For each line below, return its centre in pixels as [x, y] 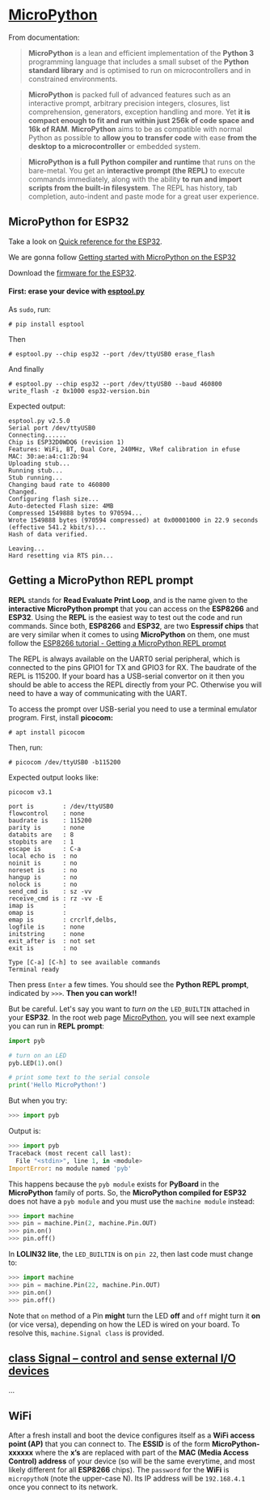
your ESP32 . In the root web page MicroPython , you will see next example [132, 1017]
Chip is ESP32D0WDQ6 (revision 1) [67, 442]
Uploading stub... [39, 464]
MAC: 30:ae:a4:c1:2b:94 [49, 456]
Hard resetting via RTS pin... [61, 556]
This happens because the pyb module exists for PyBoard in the [114, 1184]
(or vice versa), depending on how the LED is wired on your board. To [124, 1324]
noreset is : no [43, 870]
